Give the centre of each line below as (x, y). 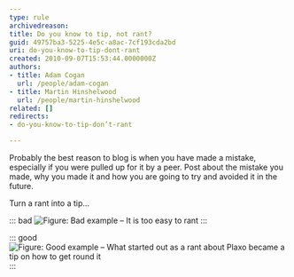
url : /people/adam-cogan (63, 83)
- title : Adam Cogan (47, 75)
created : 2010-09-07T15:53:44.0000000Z (83, 59)
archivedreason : (39, 26)
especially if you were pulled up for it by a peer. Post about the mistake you (146, 167)
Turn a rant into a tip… (50, 203)
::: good (23, 237)
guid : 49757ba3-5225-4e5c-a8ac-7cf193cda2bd (93, 42)
